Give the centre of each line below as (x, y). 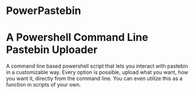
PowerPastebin (44, 11)
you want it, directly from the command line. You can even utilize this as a (94, 79)
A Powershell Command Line (77, 38)
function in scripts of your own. (44, 85)
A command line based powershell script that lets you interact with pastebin (97, 66)
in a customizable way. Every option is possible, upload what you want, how (97, 72)
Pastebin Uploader (52, 50)
